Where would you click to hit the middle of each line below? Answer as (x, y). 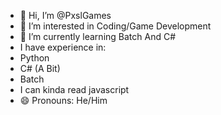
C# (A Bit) (40, 68)
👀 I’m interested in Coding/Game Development (115, 26)
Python (34, 58)
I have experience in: (63, 47)
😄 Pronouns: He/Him (63, 100)
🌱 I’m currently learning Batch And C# (98, 36)
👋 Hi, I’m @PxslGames (65, 15)
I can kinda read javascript (74, 89)
